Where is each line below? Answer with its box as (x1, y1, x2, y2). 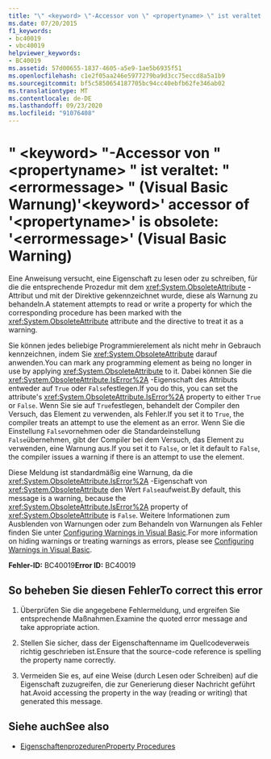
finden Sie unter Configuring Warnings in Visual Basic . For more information (8, 528, 258, 537)
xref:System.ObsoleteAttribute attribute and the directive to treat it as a (8, 316, 244, 326)
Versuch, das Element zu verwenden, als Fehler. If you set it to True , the (8, 409, 244, 419)
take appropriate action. (19, 622, 100, 632)
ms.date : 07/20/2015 (8, 19, 78, 27)
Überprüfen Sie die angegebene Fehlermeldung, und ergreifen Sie (19, 605, 240, 615)
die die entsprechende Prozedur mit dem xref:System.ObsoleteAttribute (8, 281, 246, 291)
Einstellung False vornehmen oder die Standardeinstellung (8, 426, 201, 436)
